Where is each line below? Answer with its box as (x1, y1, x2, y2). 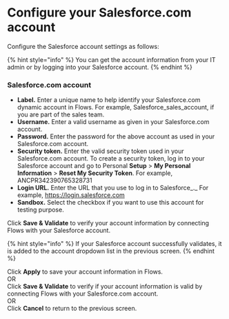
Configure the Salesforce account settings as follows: (7, 42, 160, 50)
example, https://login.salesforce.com (17, 191, 126, 199)
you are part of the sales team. (17, 110, 105, 119)
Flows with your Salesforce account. (7, 226, 111, 235)
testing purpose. (17, 205, 64, 214)
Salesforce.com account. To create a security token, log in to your (17, 154, 205, 163)
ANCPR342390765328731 (17, 176, 92, 185)
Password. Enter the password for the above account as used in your (17, 132, 215, 141)
